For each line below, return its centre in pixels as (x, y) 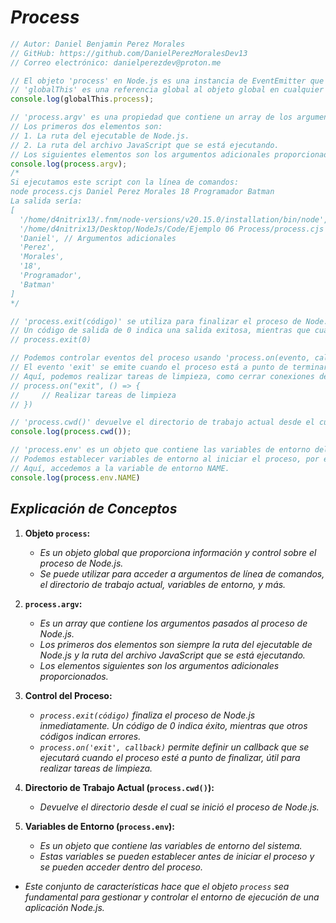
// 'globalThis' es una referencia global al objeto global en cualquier (167, 90)
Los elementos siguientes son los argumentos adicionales (159, 665)
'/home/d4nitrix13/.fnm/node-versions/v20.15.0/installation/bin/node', (174, 219)
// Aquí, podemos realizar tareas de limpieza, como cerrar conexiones (162, 376)
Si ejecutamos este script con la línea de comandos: (125, 182)
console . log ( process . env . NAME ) (75, 477)
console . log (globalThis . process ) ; (82, 99)
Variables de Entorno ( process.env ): (100, 826)
